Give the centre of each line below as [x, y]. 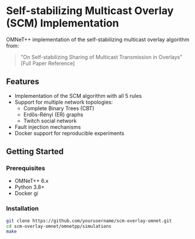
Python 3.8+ [30, 187]
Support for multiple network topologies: [64, 102]
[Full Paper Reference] [48, 63]
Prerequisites [26, 168]
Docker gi [26, 193]
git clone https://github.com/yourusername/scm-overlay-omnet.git [89, 221]
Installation [23, 209]
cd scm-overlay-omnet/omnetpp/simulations [59, 226]
